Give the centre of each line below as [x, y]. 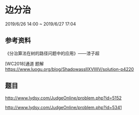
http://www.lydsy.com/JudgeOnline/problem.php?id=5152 [63, 98]
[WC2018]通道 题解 [24, 64]
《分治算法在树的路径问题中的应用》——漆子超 [52, 53]
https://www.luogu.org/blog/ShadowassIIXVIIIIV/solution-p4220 [69, 69]
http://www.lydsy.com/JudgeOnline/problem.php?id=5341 [64, 107]
